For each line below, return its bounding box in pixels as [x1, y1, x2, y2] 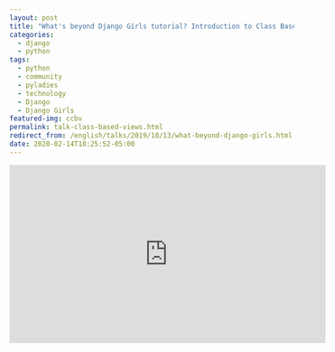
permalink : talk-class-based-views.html [9, 123, 164, 132]
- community [17, 72, 63, 81]
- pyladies [17, 81, 59, 90]
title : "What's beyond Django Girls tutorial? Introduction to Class [9, 22, 277, 31]
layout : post [9, 13, 59, 23]
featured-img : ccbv [9, 114, 83, 123]
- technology [17, 89, 67, 98]
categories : [9, 30, 54, 39]
